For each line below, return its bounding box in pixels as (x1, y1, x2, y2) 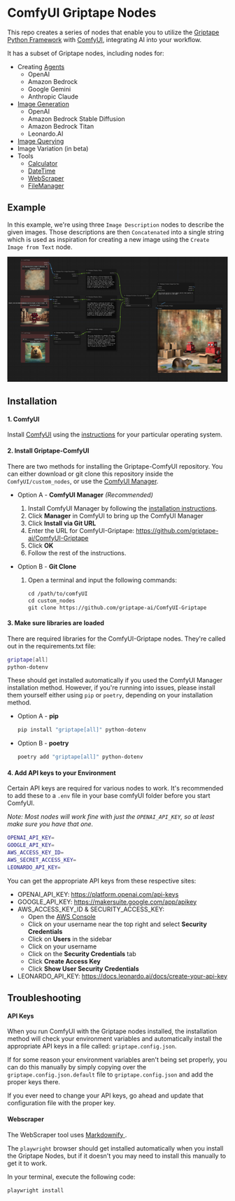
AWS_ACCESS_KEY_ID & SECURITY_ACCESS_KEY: (17, 904, 164, 914)
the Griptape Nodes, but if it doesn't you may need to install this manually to (7, 1151, 226, 1160)
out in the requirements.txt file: (7, 641, 97, 650)
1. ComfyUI (7, 415, 40, 423)
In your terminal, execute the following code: (7, 1172, 136, 1181)
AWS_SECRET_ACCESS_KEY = (7, 857, 77, 864)
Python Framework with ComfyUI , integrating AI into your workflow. (7, 35, 202, 43)
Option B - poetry (17, 739, 69, 748)
